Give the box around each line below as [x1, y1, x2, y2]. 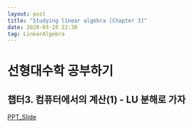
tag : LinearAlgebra [7, 30, 65, 38]
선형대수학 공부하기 [7, 63, 114, 79]
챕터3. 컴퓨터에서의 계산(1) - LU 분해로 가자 [7, 93, 186, 105]
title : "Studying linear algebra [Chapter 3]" [7, 17, 148, 24]
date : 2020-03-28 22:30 [7, 23, 78, 31]
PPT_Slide [7, 113, 37, 122]
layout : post [7, 10, 46, 18]
